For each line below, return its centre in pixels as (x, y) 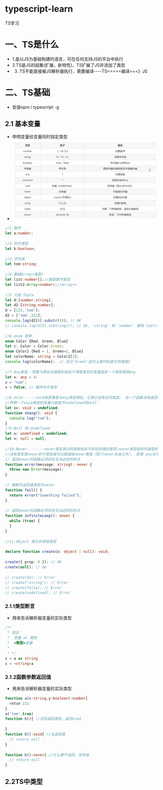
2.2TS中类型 (24, 781)
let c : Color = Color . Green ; (34, 346)
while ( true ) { (25, 521)
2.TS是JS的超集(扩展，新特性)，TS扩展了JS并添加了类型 (69, 65)
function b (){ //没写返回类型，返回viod (43, 719)
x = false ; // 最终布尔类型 (31, 387)
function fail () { (24, 490)
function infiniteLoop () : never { (40, 516)
